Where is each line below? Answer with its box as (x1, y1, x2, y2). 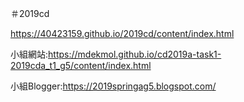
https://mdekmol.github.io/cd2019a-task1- (48, 48, 222, 60)
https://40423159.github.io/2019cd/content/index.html (10, 28, 235, 39)
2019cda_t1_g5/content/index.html (10, 60, 152, 71)
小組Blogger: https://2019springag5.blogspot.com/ (10, 80, 217, 92)
